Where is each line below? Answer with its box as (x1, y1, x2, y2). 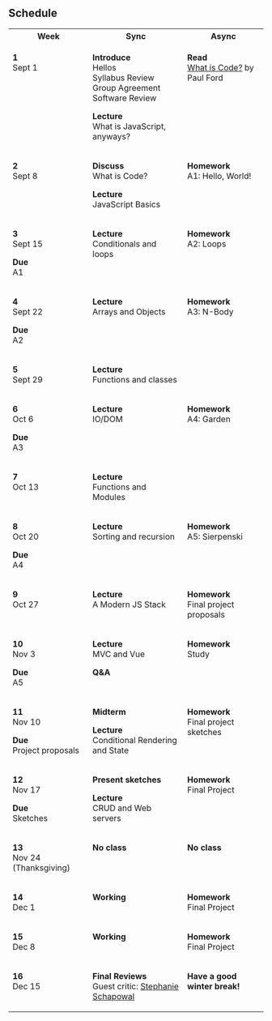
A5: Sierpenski (187, 531, 243, 542)
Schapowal (92, 990, 135, 1002)
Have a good (187, 970, 237, 981)
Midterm (92, 706, 127, 717)
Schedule (8, 6, 58, 20)
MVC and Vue (92, 648, 146, 660)
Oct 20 (12, 531, 39, 542)
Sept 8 (12, 170, 38, 182)
